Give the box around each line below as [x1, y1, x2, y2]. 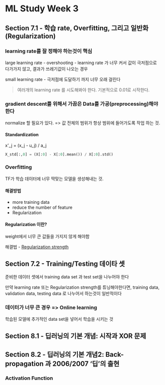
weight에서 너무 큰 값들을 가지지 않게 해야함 [5, 233, 90, 239]
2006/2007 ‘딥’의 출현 [52, 359, 120, 368]
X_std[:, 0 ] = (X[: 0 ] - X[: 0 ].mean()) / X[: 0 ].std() [5, 152, 113, 157]
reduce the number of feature [12, 204, 73, 210]
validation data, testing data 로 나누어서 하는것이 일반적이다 [5, 290, 122, 296]
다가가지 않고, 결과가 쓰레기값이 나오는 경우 [5, 66, 88, 72]
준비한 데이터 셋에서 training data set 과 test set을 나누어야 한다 [5, 273, 129, 279]
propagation [5, 359, 44, 368]
